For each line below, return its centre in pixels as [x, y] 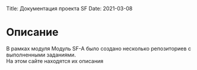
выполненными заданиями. [41, 55]
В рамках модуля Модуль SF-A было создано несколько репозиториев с [99, 48]
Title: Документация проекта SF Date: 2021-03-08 [69, 9]
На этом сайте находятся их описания [55, 61]
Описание [32, 32]
